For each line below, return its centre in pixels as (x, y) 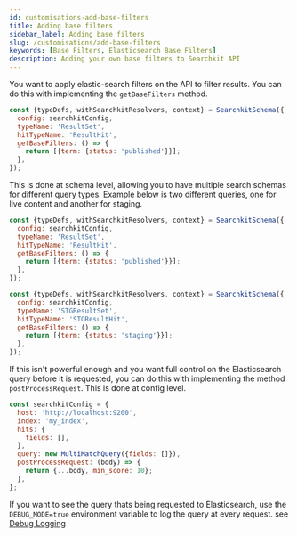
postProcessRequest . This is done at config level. (98, 388)
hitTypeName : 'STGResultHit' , (73, 319)
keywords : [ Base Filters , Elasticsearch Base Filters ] (113, 51)
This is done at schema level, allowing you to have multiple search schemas (148, 185)
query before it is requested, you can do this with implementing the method (147, 378)
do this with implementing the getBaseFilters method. (108, 94)
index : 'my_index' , (53, 421)
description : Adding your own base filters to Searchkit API (125, 59)
